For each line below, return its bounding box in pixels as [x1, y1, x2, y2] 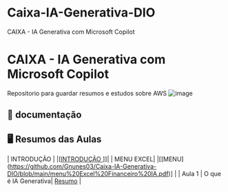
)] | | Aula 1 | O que [168, 170, 222, 178]
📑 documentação [7, 109, 82, 121]
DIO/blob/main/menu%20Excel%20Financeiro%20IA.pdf [7, 170, 169, 178]
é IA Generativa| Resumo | [7, 177, 81, 185]
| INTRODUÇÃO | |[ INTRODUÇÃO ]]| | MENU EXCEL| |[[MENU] [7, 155, 184, 163]
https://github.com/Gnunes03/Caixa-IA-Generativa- [9, 162, 157, 171]
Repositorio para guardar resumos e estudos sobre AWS [7, 89, 167, 97]
